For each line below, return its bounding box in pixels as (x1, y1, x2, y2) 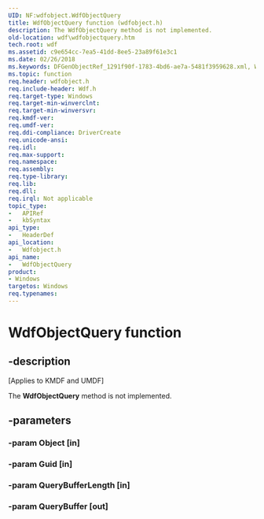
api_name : (8, 253, 41, 261)
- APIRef (8, 209, 44, 217)
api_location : (8, 239, 55, 247)
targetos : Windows (8, 283, 68, 291)
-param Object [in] (8, 438, 80, 449)
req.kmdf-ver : (8, 114, 55, 122)
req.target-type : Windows (8, 92, 93, 100)
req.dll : (8, 187, 37, 195)
